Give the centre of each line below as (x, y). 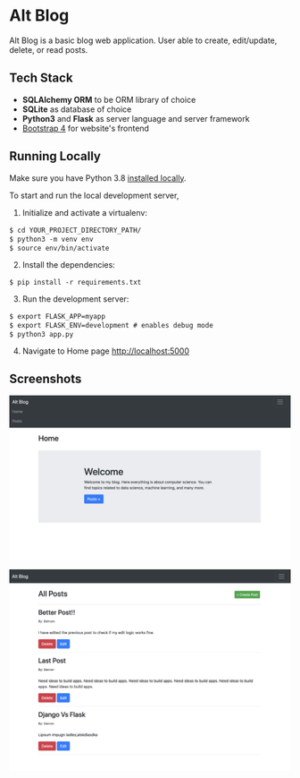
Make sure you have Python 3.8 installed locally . (98, 178)
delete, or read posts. (49, 49)
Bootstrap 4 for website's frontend (86, 128)
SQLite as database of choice (77, 109)
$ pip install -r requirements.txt (75, 282)
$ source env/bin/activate (59, 248)
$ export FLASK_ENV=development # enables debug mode (112, 325)
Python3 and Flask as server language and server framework (136, 118)
